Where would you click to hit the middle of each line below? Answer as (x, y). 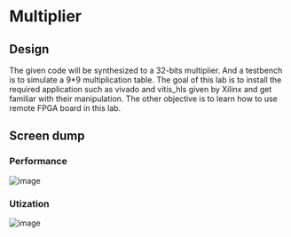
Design (29, 49)
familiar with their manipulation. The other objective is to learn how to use (143, 99)
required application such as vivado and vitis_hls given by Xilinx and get (141, 89)
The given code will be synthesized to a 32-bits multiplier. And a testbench (146, 70)
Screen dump (47, 136)
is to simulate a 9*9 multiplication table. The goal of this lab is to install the (145, 80)
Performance (39, 162)
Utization (29, 203)
